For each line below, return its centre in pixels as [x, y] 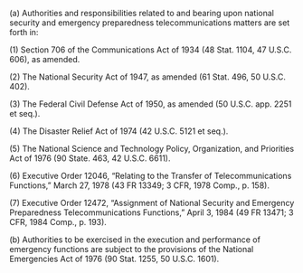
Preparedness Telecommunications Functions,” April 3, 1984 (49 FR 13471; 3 [151, 212]
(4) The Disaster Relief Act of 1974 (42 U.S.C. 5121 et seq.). [119, 131]
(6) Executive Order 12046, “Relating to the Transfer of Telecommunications [151, 176]
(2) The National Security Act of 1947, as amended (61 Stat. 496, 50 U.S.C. [148, 77]
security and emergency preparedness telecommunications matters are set [150, 23]
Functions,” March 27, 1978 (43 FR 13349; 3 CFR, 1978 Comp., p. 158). [139, 185]
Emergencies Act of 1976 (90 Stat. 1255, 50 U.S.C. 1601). [114, 259]
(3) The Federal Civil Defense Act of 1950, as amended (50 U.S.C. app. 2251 [151, 104]
